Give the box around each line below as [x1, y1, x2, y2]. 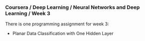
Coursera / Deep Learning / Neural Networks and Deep [5, 4, 140, 11]
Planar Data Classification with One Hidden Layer [12, 31, 114, 37]
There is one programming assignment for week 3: [5, 21, 109, 27]
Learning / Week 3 [5, 10, 51, 17]
